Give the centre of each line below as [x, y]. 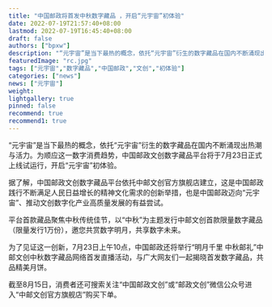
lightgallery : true [41, 99]
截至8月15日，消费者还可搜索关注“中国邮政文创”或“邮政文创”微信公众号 [127, 284]
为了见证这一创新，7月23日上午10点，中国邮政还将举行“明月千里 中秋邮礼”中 [136, 246]
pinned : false [32, 106]
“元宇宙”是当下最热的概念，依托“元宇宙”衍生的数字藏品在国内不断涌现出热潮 [135, 145]
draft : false [30, 38]
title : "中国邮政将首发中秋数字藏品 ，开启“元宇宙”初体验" [96, 16]
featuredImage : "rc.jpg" [50, 61]
